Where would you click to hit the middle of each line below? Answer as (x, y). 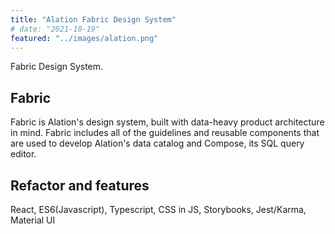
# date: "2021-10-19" (55, 29)
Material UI (33, 220)
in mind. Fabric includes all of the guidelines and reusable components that (165, 133)
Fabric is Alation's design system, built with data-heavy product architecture (167, 122)
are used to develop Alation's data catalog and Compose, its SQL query (157, 143)
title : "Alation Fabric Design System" (93, 19)
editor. (23, 154)
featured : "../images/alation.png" (84, 38)
